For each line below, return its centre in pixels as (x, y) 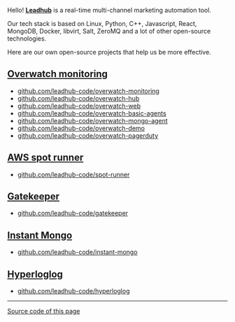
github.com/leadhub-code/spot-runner (73, 174)
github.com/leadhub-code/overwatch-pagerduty (88, 135)
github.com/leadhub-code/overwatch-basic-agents (92, 113)
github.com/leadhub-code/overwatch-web (79, 106)
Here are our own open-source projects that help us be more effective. (109, 52)
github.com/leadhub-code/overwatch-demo (81, 128)
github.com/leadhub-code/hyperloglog (73, 291)
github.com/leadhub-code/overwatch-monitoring (88, 91)
